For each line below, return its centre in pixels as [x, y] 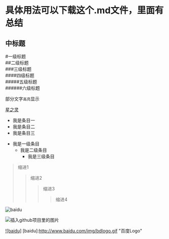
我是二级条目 [33, 150]
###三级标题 [18, 69]
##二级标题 [17, 63]
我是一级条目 [26, 144]
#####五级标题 [21, 82]
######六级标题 [23, 88]
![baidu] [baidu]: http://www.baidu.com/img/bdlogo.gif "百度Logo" [74, 231]
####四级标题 [20, 75]
